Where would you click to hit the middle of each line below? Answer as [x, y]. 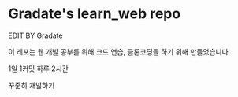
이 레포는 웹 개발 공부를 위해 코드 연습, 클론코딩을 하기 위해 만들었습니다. [119, 51]
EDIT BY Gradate [35, 35]
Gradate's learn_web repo [95, 14]
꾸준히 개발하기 [32, 85]
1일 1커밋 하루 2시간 [38, 69]
